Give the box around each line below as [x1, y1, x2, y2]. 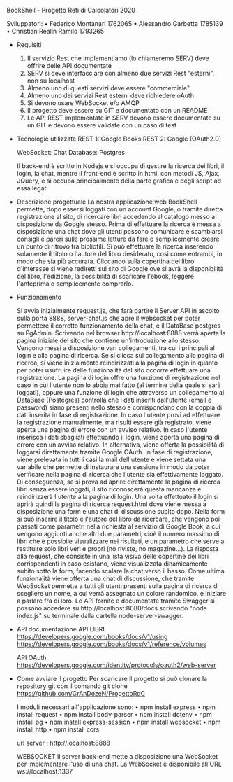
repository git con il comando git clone [16, 682, 128, 690]
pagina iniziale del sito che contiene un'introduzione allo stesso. [16, 336, 201, 344]
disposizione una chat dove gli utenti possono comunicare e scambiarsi [16, 228, 223, 235]
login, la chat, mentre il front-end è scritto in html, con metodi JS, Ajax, [16, 169, 220, 177]
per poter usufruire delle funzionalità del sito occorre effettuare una [16, 366, 211, 374]
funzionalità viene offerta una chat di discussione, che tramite [16, 574, 195, 582]
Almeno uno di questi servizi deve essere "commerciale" [27, 84, 190, 92]
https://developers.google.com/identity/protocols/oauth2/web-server [16, 661, 216, 669]
